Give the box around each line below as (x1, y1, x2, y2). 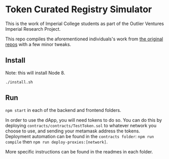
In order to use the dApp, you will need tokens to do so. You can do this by (5, 117, 162, 123)
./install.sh (5, 79, 33, 85)
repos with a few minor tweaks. (5, 41, 71, 47)
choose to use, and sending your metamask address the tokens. (5, 128, 140, 134)
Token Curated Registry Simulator (5, 4, 152, 15)
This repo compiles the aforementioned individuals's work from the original (5, 36, 163, 42)
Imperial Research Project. (5, 26, 61, 32)
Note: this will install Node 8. (5, 70, 65, 76)
